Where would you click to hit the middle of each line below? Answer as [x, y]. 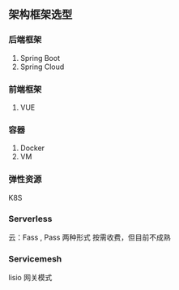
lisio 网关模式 [30, 278]
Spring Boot [40, 58]
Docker [32, 148]
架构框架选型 [40, 15]
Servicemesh [35, 258]
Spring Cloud [42, 67]
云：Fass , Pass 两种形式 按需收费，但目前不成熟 [89, 237]
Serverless [30, 219]
